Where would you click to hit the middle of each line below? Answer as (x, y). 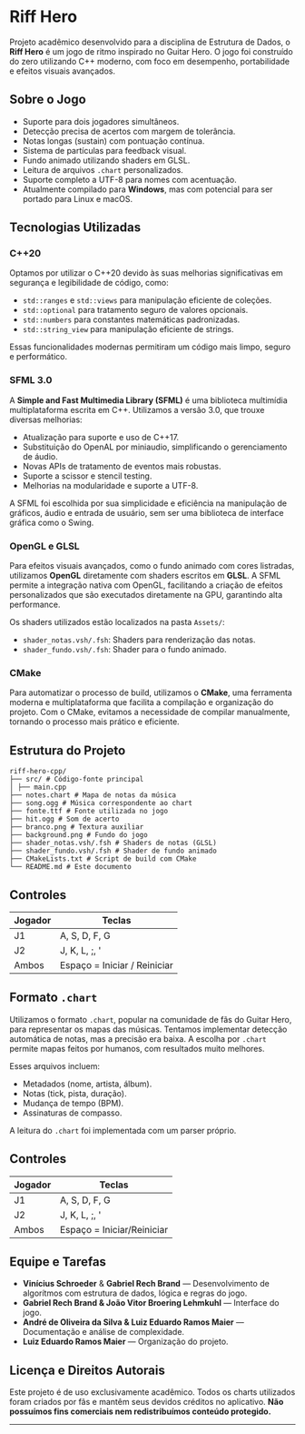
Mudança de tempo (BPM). (73, 1103)
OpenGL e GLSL (44, 546)
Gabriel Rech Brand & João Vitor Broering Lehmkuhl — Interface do (151, 1303)
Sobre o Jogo (48, 100)
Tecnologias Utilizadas (75, 228)
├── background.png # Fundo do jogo (79, 835)
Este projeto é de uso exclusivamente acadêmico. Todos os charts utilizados (152, 1392)
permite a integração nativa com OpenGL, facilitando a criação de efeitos (146, 585)
